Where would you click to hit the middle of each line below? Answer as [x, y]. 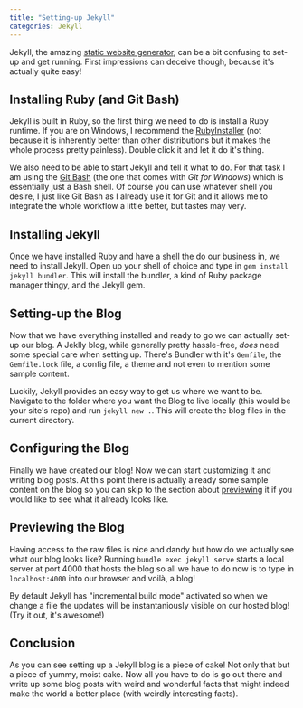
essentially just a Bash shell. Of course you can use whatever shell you [141, 187]
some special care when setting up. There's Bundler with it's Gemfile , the [146, 354]
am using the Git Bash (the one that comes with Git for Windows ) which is [147, 177]
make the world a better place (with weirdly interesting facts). [124, 694]
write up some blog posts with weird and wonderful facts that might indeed [149, 684]
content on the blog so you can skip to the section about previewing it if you [151, 489]
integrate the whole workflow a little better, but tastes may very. [128, 206]
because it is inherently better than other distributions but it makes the [140, 140]
